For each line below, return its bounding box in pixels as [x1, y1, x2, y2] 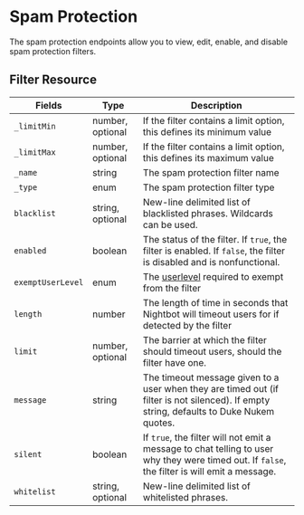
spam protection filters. [9, 45, 97, 56]
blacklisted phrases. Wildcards [143, 206, 273, 219]
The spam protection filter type [143, 181, 275, 194]
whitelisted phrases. [143, 491, 229, 503]
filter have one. [143, 356, 206, 368]
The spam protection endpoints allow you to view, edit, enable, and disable [9, 36, 288, 47]
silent [14, 449, 43, 459]
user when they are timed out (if [143, 382, 279, 395]
